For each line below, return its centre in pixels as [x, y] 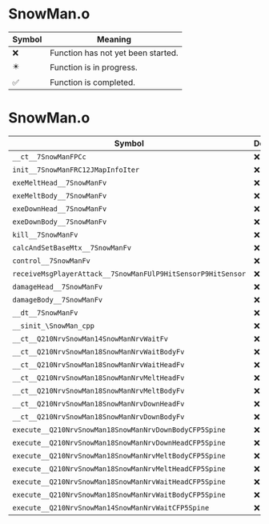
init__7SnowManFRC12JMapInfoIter [76, 170]
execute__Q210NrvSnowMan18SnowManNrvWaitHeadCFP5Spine [119, 482]
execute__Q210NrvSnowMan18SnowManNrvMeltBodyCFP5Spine [119, 456]
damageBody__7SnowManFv [58, 300]
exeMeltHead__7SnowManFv [60, 182]
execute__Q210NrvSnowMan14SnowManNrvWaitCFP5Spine [111, 508]
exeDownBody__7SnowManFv [60, 222]
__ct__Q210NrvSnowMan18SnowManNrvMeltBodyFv [98, 390]
